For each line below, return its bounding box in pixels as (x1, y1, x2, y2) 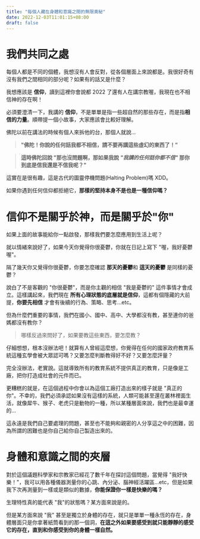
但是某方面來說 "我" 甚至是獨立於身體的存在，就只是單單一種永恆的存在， (6, 512, 186, 519)
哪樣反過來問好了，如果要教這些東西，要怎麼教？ (20, 332, 141, 339)
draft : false (6, 20, 39, 26)
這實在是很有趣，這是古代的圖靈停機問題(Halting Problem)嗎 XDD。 (6, 174, 171, 181)
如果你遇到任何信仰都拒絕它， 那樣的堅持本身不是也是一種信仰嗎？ (6, 187, 168, 194)
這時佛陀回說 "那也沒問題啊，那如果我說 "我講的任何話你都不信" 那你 (20, 154, 190, 161)
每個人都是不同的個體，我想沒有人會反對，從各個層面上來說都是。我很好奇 (6, 68, 189, 75)
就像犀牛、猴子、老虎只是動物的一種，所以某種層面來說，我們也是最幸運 (16, 399, 194, 406)
